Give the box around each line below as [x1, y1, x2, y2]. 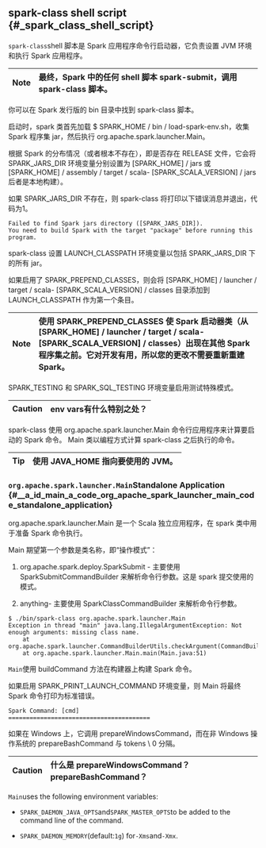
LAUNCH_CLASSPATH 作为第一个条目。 [8, 295, 139, 304]
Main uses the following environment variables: [8, 792, 158, 801]
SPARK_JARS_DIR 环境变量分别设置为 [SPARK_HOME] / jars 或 [8, 158, 211, 168]
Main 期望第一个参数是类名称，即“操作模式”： [8, 545, 158, 555]
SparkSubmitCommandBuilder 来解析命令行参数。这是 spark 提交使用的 [19, 572, 254, 582]
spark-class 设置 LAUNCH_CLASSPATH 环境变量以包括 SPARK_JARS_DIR [8, 248, 247, 257]
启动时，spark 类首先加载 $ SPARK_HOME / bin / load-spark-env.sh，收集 [8, 121, 249, 131]
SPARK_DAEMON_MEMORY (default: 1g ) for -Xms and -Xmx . [19, 831, 178, 841]
